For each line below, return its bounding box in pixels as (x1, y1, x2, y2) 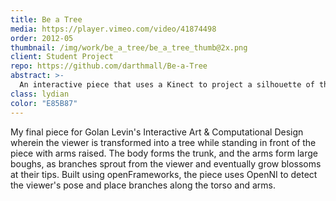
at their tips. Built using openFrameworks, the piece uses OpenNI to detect (10, 168, 318, 180)
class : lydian (10, 89, 70, 99)
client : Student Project (10, 52, 114, 62)
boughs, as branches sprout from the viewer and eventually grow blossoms (10, 157, 322, 170)
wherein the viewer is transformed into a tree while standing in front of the (10, 136, 317, 148)
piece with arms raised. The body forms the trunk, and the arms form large (10, 147, 318, 159)
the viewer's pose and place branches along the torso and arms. (10, 179, 276, 191)
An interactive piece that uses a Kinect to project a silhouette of (19, 80, 315, 90)
